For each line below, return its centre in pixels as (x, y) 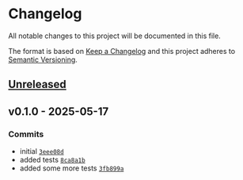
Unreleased (38, 84)
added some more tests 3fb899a (72, 168)
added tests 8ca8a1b (52, 160)
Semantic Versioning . (43, 59)
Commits (26, 134)
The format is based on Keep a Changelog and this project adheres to (122, 51)
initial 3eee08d (42, 151)
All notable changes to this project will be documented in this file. (115, 36)
